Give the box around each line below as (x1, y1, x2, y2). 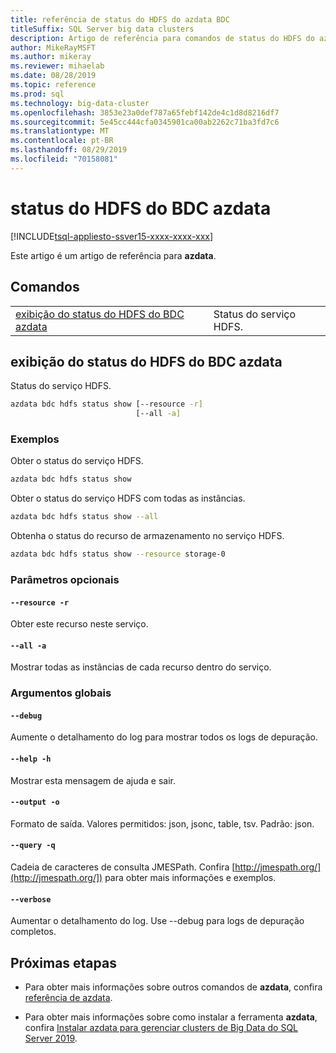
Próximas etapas (10, 954, 117, 971)
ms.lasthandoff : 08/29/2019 (10, 145, 128, 155)
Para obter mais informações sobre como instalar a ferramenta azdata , (24, 1011, 318, 1023)
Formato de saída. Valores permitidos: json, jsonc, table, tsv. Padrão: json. (10, 817, 315, 830)
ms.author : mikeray (10, 52, 92, 62)
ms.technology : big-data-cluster (10, 98, 150, 108)
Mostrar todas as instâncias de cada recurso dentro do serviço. (10, 661, 272, 673)
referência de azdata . (24, 992, 113, 1004)
